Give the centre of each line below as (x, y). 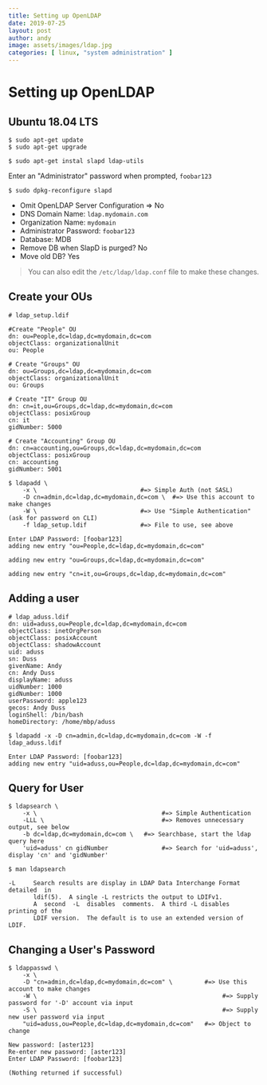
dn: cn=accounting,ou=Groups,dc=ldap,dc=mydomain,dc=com (105, 448)
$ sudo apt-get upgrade (48, 147)
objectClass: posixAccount (53, 638)
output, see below (39, 828)
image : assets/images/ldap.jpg (60, 46)
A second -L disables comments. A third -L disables (131, 904)
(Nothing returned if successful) (66, 1073)
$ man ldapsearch (37, 869)
